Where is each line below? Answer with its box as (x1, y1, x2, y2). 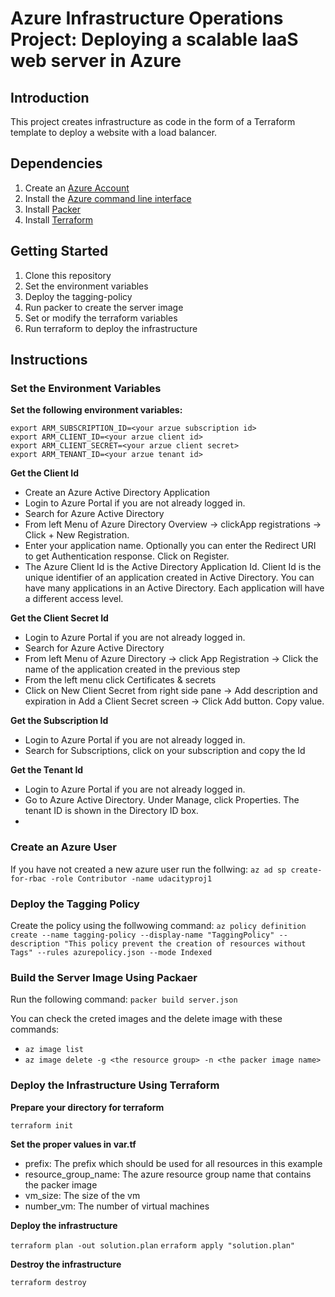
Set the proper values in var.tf (10, 1138, 137, 1150)
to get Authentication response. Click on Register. (24, 550, 230, 562)
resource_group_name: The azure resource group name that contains (24, 1168, 312, 1180)
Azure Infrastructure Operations (10, 7, 284, 30)
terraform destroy (10, 1277, 87, 1287)
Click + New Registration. (24, 529, 130, 541)
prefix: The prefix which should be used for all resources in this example (24, 1157, 323, 1169)
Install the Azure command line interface (24, 192, 192, 204)
